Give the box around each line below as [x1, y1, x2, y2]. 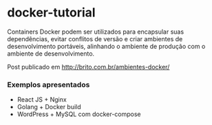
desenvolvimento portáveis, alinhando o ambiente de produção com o [7, 42, 206, 50]
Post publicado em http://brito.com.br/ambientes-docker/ [7, 62, 170, 71]
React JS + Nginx [17, 95, 67, 104]
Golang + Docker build [17, 103, 81, 111]
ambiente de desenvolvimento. [7, 49, 95, 58]
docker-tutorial [7, 5, 96, 21]
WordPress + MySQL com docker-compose [17, 110, 141, 118]
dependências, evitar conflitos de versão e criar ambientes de [7, 34, 183, 43]
